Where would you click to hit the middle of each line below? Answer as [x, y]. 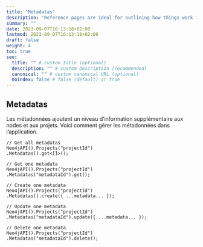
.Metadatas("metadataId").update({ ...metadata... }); [77, 217]
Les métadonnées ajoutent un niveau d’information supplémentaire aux [95, 118]
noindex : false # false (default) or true [66, 80]
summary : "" [21, 23]
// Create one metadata [36, 185]
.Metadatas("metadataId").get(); [48, 174]
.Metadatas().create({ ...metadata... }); [60, 196]
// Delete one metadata [36, 228]
